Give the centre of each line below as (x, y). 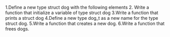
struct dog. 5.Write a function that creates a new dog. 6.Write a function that (85, 23)
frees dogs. (17, 29)
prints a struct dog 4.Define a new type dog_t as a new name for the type (82, 18)
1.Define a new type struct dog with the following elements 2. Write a (77, 7)
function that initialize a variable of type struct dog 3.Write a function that (82, 13)
